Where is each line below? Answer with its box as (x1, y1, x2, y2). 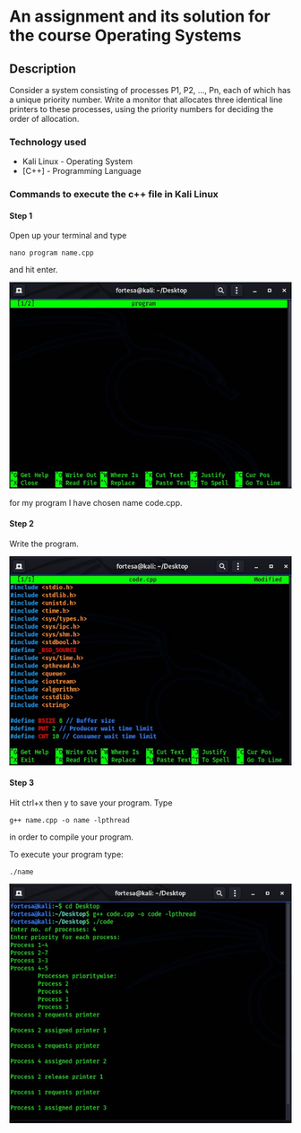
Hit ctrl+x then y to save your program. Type (9, 797, 173, 808)
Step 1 (9, 210, 33, 221)
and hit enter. (9, 265, 58, 275)
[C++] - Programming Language (21, 166, 142, 177)
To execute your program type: (9, 850, 124, 860)
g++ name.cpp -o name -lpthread (9, 816, 130, 825)
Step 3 (9, 778, 34, 789)
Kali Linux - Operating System (21, 156, 133, 167)
